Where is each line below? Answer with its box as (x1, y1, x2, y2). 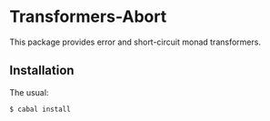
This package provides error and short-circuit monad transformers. (9, 36, 262, 47)
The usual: (9, 86, 49, 97)
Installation (9, 63, 75, 78)
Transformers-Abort (9, 6, 167, 27)
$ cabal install (9, 105, 71, 114)
